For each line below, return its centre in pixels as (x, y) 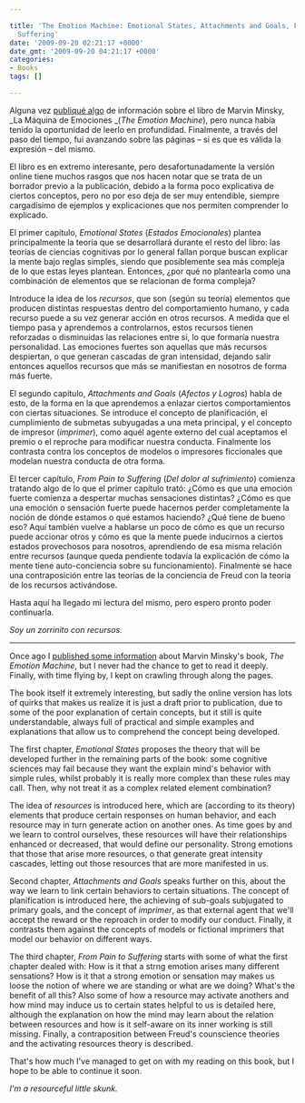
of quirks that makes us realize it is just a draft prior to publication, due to (146, 702)
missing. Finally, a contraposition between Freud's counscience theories (144, 1034)
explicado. (29, 215)
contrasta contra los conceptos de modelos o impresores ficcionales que (146, 451)
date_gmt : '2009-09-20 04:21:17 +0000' (85, 51)
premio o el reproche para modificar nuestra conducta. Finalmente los (140, 441)
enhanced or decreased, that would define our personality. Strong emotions (151, 844)
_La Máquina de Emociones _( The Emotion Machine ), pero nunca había (143, 120)
